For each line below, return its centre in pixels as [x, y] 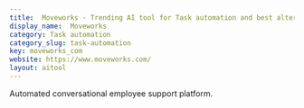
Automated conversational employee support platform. [111, 93]
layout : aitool [38, 68]
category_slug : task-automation [70, 43]
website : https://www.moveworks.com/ [81, 59]
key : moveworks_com [46, 51]
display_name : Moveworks [58, 26]
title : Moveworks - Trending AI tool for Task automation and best [141, 18]
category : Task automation [60, 34]
